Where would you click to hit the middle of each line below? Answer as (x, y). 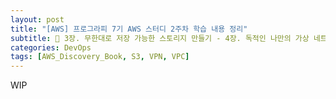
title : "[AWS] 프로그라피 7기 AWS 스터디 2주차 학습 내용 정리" (129, 29)
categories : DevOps (51, 47)
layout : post (37, 19)
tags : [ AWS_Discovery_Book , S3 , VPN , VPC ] (100, 57)
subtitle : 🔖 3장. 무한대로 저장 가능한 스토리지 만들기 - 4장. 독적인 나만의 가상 (160, 38)
